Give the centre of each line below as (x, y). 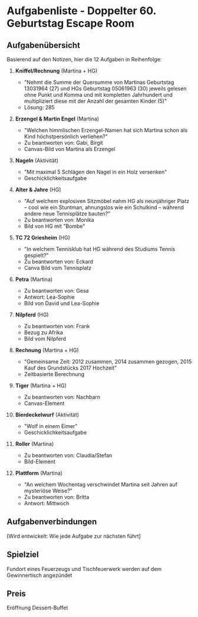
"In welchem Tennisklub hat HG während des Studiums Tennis (100, 249)
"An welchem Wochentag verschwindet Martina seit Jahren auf (100, 484)
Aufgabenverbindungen (52, 522)
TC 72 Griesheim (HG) (42, 238)
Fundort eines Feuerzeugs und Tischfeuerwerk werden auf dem (84, 569)
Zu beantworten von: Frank (57, 326)
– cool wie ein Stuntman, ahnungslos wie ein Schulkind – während (104, 207)
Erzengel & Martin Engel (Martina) (57, 119)
